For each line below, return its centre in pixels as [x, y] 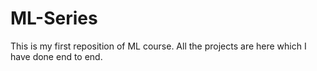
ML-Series [54, 18]
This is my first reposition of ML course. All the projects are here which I [158, 46]
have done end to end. [56, 56]
